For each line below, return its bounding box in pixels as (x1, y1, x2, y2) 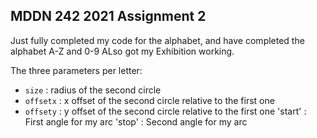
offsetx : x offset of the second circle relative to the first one (24, 94, 275, 106)
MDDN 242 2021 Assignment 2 (10, 8, 207, 25)
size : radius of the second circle (24, 84, 162, 96)
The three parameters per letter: (10, 64, 143, 76)
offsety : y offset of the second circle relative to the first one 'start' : (24, 105, 307, 117)
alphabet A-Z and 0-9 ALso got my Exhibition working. (10, 45, 235, 57)
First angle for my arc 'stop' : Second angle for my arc (24, 115, 248, 128)
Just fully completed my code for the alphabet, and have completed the (10, 34, 305, 46)
